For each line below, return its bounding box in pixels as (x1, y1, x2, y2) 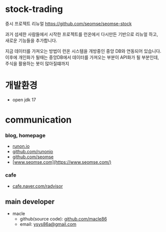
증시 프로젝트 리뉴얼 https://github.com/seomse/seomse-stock (5, 20, 132, 26)
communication (5, 114, 72, 126)
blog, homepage (5, 132, 46, 139)
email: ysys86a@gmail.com (19, 221, 77, 228)
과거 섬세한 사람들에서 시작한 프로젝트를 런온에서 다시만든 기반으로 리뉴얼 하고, (5, 31, 159, 37)
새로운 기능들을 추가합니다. (5, 37, 57, 43)
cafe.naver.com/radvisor (12, 183, 63, 189)
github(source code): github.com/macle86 (19, 216, 107, 222)
